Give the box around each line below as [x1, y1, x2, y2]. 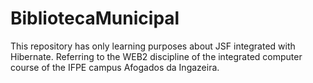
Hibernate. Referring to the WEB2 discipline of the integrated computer [10, 50, 303, 62]
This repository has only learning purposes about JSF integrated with [10, 40, 296, 52]
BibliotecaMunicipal [10, 7, 180, 30]
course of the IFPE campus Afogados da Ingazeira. [10, 61, 220, 73]
